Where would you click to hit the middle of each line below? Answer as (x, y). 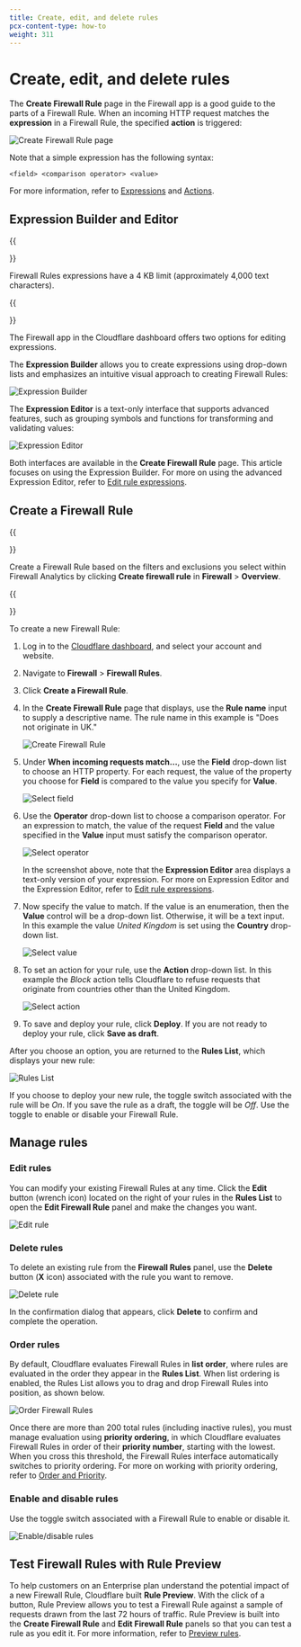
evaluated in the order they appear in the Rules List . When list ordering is (145, 1374)
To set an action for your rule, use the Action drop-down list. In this (147, 970)
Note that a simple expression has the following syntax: (111, 157)
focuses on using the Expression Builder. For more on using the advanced (146, 472)
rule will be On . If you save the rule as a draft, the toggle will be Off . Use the (150, 1105)
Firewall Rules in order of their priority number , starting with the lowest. (142, 1447)
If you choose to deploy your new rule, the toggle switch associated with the (150, 1095)
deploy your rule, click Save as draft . (91, 1033)
